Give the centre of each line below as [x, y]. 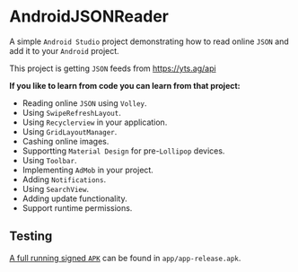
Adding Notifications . [64, 179]
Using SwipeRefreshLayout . [71, 112]
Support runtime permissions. [77, 207]
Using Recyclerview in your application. [95, 122]
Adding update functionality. [74, 198]
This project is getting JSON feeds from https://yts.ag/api [113, 68]
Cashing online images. [66, 141]
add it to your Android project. [64, 50]
